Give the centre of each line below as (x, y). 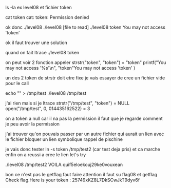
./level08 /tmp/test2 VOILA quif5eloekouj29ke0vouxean (64, 164)
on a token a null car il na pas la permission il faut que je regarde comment (84, 118)
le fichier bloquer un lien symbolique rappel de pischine (64, 139)
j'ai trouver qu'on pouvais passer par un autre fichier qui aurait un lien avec (85, 134)
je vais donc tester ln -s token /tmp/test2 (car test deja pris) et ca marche (83, 149)
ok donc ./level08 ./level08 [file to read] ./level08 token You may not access (85, 27)
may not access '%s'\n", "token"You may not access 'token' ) (70, 68)
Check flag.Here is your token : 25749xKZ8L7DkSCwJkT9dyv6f (73, 180)
